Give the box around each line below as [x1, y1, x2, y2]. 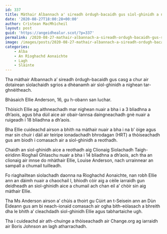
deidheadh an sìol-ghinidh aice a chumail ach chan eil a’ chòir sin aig [5, 183, 146, 189]
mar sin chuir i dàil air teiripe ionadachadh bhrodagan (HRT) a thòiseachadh [5, 132, 161, 138]
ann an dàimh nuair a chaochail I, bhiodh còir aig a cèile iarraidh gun [5, 178, 145, 184]
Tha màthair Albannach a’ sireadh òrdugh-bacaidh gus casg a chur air [5, 77, 149, 83]
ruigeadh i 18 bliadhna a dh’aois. [5, 117, 71, 123]
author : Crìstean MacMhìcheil [5, 21, 68, 26]
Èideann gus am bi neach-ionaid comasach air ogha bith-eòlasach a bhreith [5, 203, 161, 209]
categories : [5, 44, 30, 49]
